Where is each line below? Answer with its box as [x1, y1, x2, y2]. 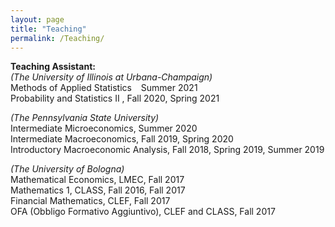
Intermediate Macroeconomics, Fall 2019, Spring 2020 [10, 133, 234, 145]
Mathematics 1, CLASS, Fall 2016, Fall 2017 [10, 184, 186, 196]
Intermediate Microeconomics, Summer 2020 [10, 122, 198, 135]
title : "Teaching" [10, 24, 87, 34]
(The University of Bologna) [10, 163, 125, 175]
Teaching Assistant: [10, 61, 96, 73]
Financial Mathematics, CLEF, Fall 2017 [10, 195, 171, 207]
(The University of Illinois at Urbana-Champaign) [10, 71, 213, 83]
